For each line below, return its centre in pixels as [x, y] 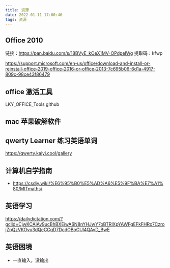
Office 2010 [24, 40]
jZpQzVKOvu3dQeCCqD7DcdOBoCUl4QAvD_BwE [58, 229]
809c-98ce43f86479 [27, 74]
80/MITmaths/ [27, 189]
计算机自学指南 [29, 171]
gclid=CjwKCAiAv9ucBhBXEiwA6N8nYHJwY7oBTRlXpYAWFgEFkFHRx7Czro [85, 224]
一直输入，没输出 [31, 260]
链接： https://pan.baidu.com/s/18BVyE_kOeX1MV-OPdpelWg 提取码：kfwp [84, 53]
